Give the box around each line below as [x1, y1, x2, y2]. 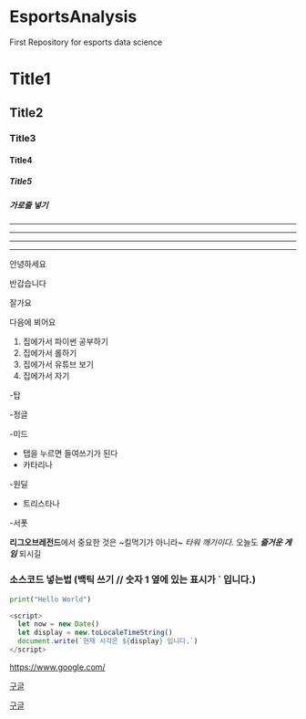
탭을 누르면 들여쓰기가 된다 [22, 448, 118, 459]
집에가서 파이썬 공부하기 [22, 336, 109, 348]
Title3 [9, 132, 36, 145]
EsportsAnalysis [9, 6, 138, 27]
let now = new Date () [17, 620, 100, 629]
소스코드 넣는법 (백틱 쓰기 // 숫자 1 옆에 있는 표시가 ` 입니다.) [9, 573, 257, 586]
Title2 [9, 105, 44, 120]
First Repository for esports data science [9, 36, 163, 47]
